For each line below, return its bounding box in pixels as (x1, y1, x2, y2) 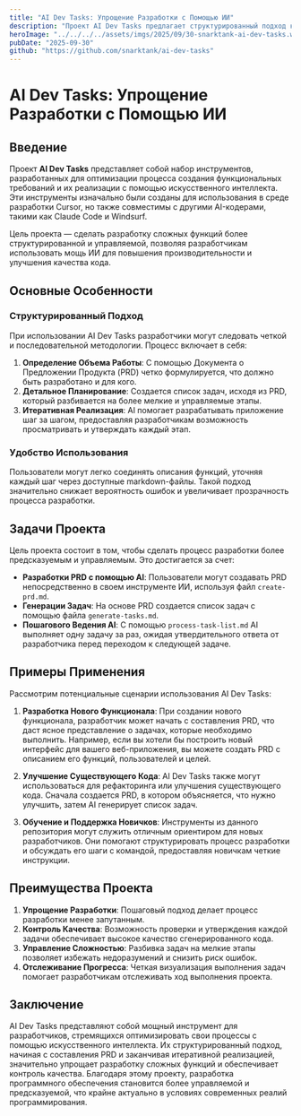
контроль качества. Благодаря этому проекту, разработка (9, 1068, 235, 1079)
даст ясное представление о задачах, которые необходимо (21, 724, 253, 735)
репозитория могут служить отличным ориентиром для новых (21, 826, 264, 836)
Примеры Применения (9, 664, 146, 679)
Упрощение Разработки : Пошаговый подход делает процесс (21, 904, 259, 915)
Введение (9, 140, 68, 155)
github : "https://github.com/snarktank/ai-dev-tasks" (9, 47, 215, 56)
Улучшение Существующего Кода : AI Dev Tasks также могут (21, 770, 261, 781)
